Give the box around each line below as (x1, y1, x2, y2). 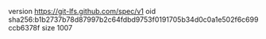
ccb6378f (8, 23, 40, 32)
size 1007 (41, 23, 73, 32)
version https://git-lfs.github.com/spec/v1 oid (8, 7, 156, 16)
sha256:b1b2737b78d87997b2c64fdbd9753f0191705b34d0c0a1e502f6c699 (8, 15, 259, 24)
